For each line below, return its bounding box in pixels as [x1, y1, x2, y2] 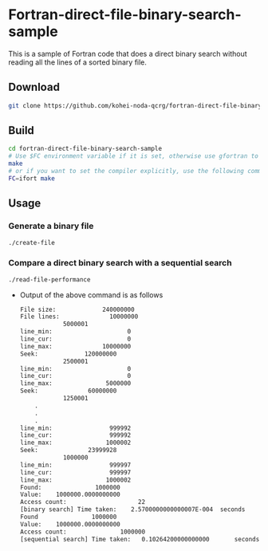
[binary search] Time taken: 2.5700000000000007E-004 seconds [19, 506, 246, 514]
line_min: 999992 [19, 424, 132, 432]
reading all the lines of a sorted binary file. [8, 57, 148, 67]
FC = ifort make [8, 174, 56, 183]
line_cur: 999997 [19, 468, 132, 476]
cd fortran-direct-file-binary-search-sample [8, 145, 162, 153]
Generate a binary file [8, 221, 94, 232]
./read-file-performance [8, 275, 91, 284]
